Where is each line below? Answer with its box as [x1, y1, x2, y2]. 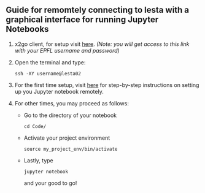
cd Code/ [23, 123, 47, 129]
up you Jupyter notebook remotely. [14, 88, 104, 95]
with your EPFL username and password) [14, 47, 120, 54]
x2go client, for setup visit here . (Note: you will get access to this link [14, 40, 190, 48]
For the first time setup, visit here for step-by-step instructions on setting [14, 81, 199, 88]
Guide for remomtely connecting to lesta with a [6, 5, 190, 15]
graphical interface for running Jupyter [6, 15, 159, 25]
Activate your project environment [23, 134, 110, 142]
